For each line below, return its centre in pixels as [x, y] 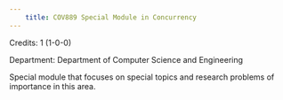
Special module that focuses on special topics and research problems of [142, 77]
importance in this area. [53, 86]
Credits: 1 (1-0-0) [40, 42]
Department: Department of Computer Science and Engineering [126, 59]
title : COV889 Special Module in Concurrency [111, 17]
